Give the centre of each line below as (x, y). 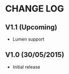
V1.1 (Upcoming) (31, 27)
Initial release (26, 67)
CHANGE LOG (35, 9)
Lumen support (28, 39)
